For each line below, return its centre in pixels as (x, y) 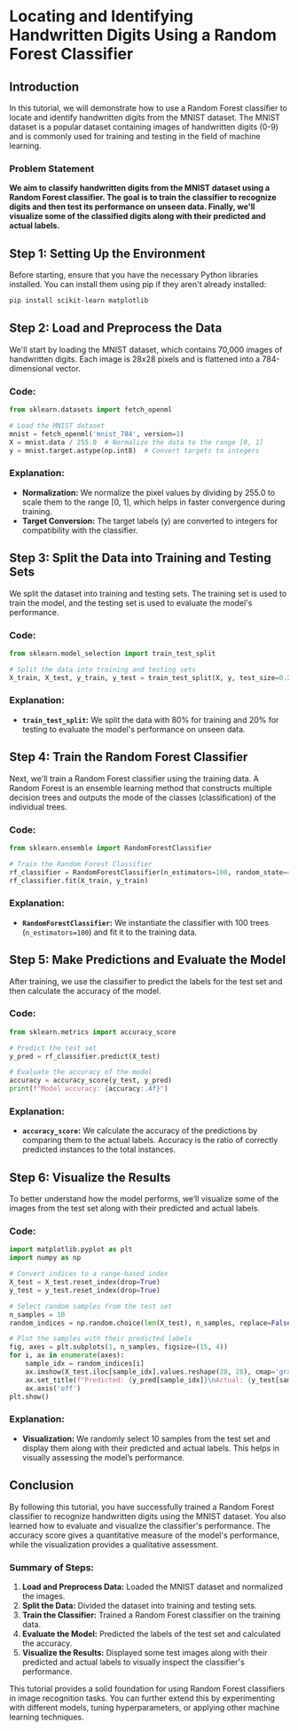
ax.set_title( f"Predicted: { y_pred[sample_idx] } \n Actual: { (138, 1380)
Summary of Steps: (52, 1567)
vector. (68, 368)
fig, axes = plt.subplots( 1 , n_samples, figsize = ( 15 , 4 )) (118, 1347)
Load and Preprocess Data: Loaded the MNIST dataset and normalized (153, 1586)
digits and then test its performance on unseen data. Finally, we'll (132, 207)
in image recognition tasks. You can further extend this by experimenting (142, 1698)
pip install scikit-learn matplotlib (79, 301)
